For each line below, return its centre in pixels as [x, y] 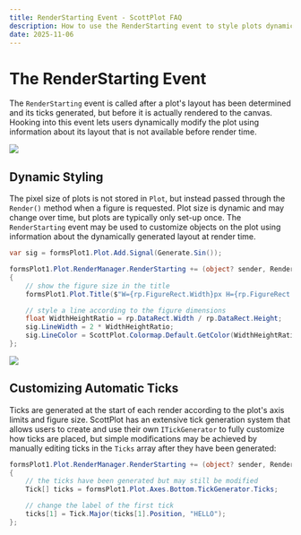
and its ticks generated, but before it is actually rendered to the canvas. [141, 113]
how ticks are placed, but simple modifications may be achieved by [133, 438]
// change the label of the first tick [100, 506]
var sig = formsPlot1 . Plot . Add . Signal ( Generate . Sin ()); [116, 253]
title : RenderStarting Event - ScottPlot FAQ [95, 17]
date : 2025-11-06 [42, 34]
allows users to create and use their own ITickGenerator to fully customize [147, 429]
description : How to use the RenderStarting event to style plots [136, 26]
